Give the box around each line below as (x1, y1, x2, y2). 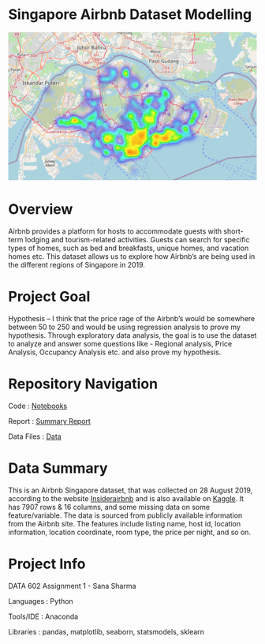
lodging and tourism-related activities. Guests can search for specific (24, 235, 250, 245)
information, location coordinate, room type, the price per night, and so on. (8, 527, 251, 537)
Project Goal (8, 288, 91, 305)
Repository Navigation (8, 375, 159, 393)
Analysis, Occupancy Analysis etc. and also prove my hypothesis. (8, 347, 222, 357)
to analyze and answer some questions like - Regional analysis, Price (8, 339, 233, 349)
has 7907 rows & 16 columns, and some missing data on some (8, 502, 211, 511)
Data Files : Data (8, 432, 62, 441)
